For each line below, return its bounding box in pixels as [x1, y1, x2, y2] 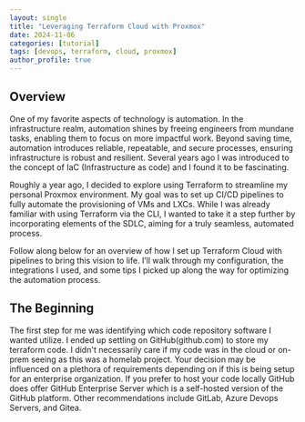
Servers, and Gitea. [9, 402, 82, 413]
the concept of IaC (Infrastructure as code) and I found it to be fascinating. [9, 161, 290, 173]
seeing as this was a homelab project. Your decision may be [30, 354, 257, 365]
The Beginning [9, 301, 95, 316]
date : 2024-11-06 [9, 30, 76, 39]
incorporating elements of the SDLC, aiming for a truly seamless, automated [9, 217, 294, 228]
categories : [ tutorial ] [9, 38, 100, 48]
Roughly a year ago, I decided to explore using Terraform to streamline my [9, 179, 289, 190]
